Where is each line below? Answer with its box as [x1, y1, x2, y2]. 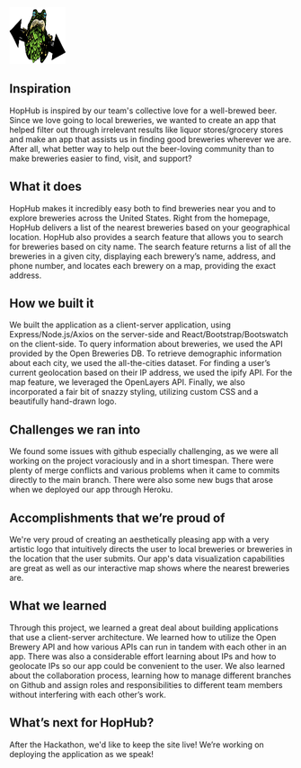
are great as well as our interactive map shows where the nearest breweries [9, 563, 290, 574]
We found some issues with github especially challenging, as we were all [9, 446, 279, 457]
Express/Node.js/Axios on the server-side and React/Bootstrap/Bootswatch [9, 329, 289, 340]
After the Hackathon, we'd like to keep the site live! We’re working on [9, 739, 265, 750]
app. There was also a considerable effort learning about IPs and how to [9, 650, 277, 662]
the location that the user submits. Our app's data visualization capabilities [9, 553, 286, 564]
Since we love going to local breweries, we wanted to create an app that [9, 114, 277, 125]
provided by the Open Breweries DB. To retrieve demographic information [9, 348, 282, 359]
